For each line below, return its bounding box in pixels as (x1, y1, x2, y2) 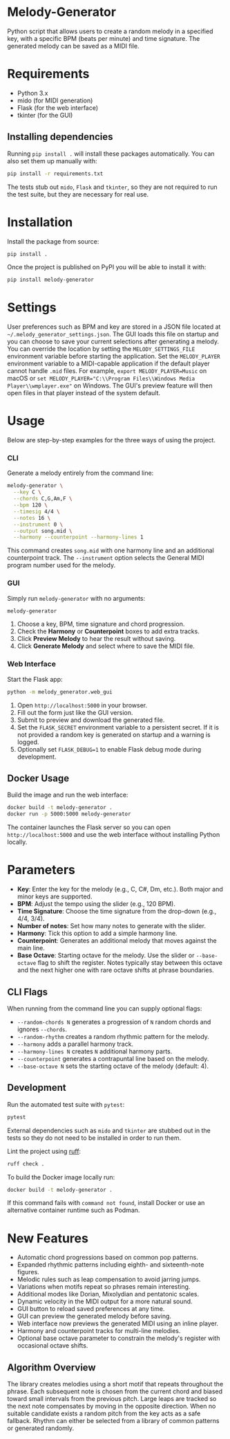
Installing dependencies (7, 131, 113, 143)
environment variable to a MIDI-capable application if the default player (7, 359, 211, 368)
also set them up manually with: (7, 156, 97, 165)
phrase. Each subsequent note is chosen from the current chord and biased (7, 1387, 223, 1395)
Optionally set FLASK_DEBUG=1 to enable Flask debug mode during (17, 745, 202, 753)
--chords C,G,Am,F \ (13, 496, 73, 503)
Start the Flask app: (7, 675, 64, 683)
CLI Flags (7, 986, 48, 997)
